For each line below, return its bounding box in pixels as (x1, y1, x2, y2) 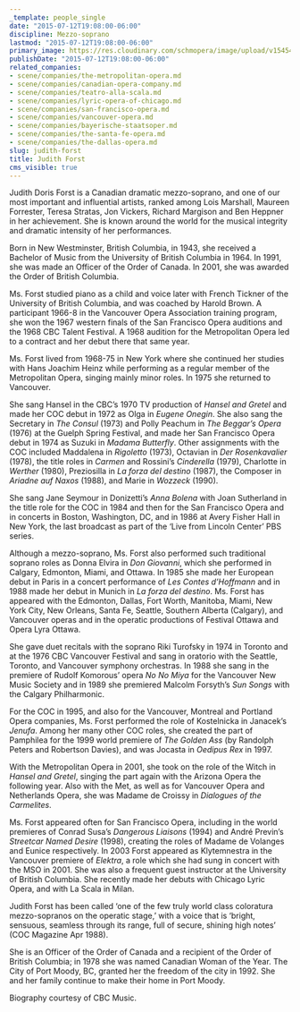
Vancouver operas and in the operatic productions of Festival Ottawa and (9, 615, 279, 625)
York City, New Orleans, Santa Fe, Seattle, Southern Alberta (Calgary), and (9, 605, 284, 616)
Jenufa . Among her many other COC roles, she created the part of (9, 726, 254, 736)
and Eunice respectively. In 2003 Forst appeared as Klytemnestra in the (9, 846, 272, 856)
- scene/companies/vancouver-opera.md (9, 113, 154, 122)
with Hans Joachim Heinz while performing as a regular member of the (9, 363, 271, 374)
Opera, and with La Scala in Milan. (9, 883, 135, 895)
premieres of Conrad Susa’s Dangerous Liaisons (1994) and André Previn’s (9, 827, 284, 838)
